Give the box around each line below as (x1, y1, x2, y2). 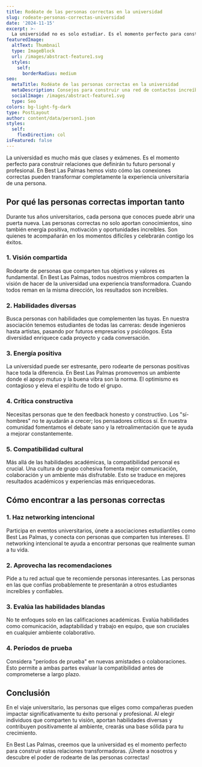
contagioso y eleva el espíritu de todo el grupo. (6, 382, 123, 389)
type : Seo (11, 98, 36, 104)
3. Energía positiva (6, 350, 62, 358)
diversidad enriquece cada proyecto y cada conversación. (6, 334, 150, 342)
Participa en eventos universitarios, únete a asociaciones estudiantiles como (6, 527, 196, 534)
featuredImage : (6, 37, 44, 43)
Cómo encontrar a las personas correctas (6, 495, 165, 505)
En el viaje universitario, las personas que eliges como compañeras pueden (6, 704, 194, 711)
